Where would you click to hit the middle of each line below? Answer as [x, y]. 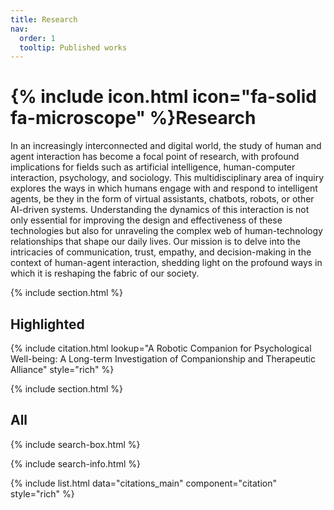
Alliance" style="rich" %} [62, 369]
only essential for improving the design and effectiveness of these [146, 220]
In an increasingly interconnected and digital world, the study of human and [166, 146]
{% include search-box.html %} [75, 444]
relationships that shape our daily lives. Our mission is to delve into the [155, 242]
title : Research [44, 19]
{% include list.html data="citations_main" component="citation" [143, 483]
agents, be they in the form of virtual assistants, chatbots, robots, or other [162, 199]
